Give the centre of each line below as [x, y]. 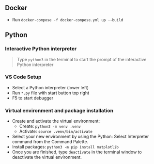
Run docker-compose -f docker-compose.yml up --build [68, 19]
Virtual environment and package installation [59, 110]
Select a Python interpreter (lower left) [50, 87]
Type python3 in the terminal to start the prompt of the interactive [82, 59]
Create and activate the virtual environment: [56, 121]
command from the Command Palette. [50, 142]
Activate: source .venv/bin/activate [56, 131]
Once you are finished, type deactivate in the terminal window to [77, 152]
